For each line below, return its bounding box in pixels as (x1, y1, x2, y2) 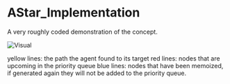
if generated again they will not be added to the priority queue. (7, 69, 186, 77)
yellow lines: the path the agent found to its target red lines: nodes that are (7, 54, 220, 63)
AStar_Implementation (7, 5, 140, 21)
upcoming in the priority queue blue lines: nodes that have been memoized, (7, 61, 224, 70)
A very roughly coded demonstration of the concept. (7, 28, 158, 36)
